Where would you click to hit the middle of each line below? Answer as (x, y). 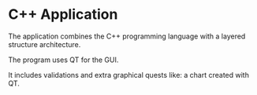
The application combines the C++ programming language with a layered (127, 36)
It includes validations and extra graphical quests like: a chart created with (129, 75)
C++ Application (63, 15)
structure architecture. (45, 44)
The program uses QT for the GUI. (63, 60)
